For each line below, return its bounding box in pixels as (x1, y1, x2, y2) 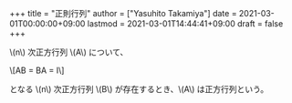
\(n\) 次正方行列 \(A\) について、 (9, 46, 129, 57)
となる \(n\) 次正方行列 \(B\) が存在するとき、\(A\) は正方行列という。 (9, 84, 269, 94)
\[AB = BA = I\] (9, 65, 65, 76)
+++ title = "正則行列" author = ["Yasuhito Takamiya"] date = (9, 8, 237, 18)
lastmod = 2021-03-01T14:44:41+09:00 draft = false (87, 18, 284, 29)
